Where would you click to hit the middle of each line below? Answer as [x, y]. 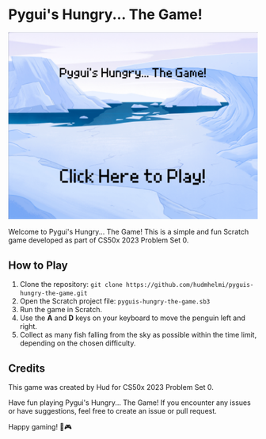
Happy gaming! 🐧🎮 [40, 427]
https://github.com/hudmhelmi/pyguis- [190, 285]
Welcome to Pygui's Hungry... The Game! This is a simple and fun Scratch [129, 232]
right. [28, 326]
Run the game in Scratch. [61, 310]
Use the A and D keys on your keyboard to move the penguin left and [132, 318]
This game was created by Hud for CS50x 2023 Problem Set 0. [111, 387]
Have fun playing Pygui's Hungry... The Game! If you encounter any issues [129, 403]
